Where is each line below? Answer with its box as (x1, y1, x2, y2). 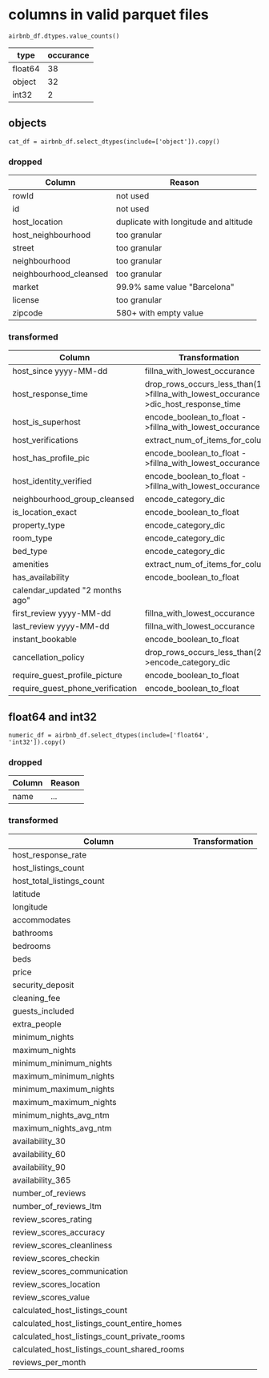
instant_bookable (12, 634, 78, 645)
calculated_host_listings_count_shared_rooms (12, 1344, 185, 1355)
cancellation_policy (12, 652, 85, 663)
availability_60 (12, 1148, 66, 1159)
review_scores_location (12, 1279, 101, 1290)
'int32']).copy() (8, 738, 66, 746)
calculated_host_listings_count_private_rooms (12, 1331, 186, 1342)
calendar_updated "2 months (12, 585, 122, 596)
